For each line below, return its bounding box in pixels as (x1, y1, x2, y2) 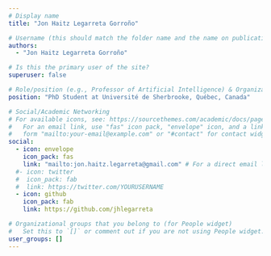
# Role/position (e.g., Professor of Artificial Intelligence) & (8, 86, 232, 94)
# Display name (8, 11, 60, 20)
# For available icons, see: (8, 115, 106, 124)
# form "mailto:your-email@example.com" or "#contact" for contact (8, 130, 248, 138)
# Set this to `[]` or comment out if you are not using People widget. (8, 227, 265, 235)
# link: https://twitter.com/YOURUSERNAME (15, 183, 164, 191)
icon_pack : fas (23, 153, 74, 161)
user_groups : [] (8, 235, 63, 243)
